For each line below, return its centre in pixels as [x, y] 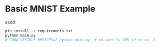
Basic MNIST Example [50, 9]
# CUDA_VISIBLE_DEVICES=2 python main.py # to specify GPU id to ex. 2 [80, 40]
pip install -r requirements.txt [39, 31]
